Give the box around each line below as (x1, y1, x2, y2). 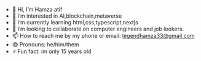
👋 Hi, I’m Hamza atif (12, 6, 63, 13)
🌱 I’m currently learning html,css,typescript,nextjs (12, 19, 138, 26)
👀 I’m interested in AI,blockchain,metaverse (12, 12, 122, 20)
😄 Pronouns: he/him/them (12, 41, 80, 48)
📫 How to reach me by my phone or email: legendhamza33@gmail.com (12, 32, 195, 39)
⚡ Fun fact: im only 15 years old (12, 48, 92, 55)
